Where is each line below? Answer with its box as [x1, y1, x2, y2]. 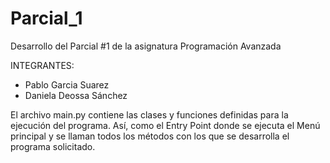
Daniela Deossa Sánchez [24, 89, 128, 101]
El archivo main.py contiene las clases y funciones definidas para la [10, 108, 289, 121]
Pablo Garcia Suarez [24, 78, 110, 91]
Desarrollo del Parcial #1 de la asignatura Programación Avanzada [10, 40, 282, 52]
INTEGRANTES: [10, 59, 75, 71]
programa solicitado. [10, 140, 96, 152]
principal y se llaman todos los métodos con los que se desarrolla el [10, 130, 290, 142]
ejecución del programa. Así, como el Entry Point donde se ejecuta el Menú [10, 119, 321, 131]
